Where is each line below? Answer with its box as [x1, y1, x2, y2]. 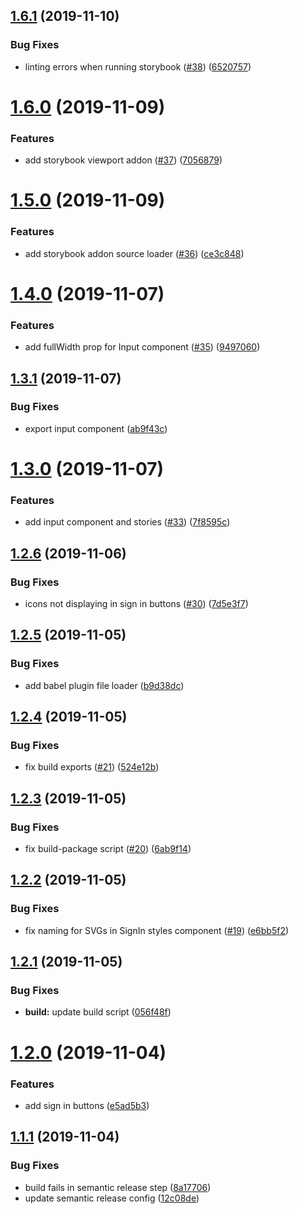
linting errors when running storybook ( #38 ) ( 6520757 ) [24, 60, 252, 73]
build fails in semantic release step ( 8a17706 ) [24, 1181, 212, 1193]
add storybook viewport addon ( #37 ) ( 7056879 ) [24, 154, 223, 166]
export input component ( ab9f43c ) [24, 422, 168, 434]
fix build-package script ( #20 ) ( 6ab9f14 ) [24, 843, 192, 855]
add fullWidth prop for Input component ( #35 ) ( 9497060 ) [24, 341, 261, 353]
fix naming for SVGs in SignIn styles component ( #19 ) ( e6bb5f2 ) [24, 924, 290, 936]
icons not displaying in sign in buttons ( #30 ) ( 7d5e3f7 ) [24, 598, 249, 609]
